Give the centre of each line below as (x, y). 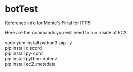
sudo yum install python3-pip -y (38, 42)
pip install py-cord (24, 53)
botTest (21, 9)
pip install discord (23, 48)
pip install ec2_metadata (30, 64)
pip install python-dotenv (31, 58)
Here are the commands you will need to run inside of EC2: (66, 32)
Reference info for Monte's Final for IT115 (48, 23)
